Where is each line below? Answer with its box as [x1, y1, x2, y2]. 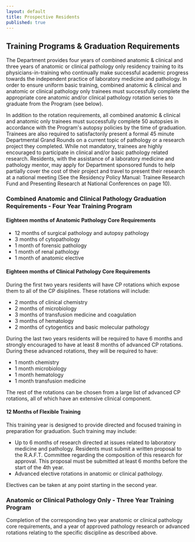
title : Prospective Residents [6, 14, 80, 20]
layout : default [6, 8, 46, 15]
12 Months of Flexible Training [6, 408, 81, 415]
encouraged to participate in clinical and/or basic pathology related [6, 149, 169, 156]
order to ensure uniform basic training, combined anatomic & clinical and [6, 81, 182, 88]
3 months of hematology [14, 317, 74, 324]
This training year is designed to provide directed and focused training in [6, 421, 182, 428]
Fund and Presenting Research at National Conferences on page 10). [6, 180, 172, 188]
